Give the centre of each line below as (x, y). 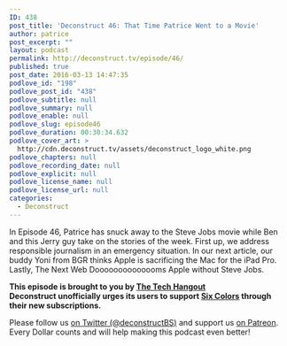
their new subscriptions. (55, 305)
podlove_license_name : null (61, 182)
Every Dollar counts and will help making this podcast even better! (130, 332)
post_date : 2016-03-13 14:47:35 (69, 75)
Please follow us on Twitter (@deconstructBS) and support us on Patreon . (144, 322)
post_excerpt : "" (41, 42)
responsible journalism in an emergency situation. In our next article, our (141, 250)
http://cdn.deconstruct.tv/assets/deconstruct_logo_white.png (134, 149)
